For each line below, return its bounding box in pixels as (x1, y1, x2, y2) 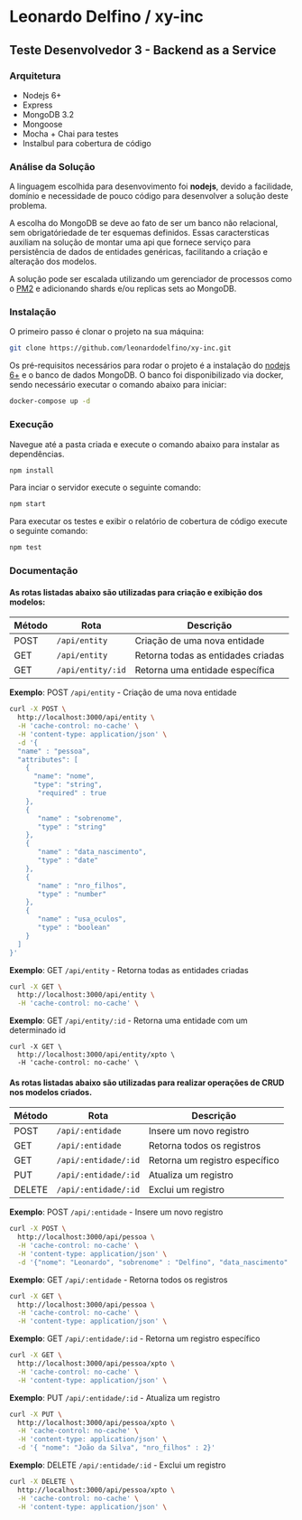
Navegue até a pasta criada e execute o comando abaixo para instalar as (9, 438, 280, 449)
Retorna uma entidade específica (134, 664, 275, 677)
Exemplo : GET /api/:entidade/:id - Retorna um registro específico (9, 1333, 261, 1344)
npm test (9, 543, 42, 552)
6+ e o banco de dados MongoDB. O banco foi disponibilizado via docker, (9, 370, 284, 380)
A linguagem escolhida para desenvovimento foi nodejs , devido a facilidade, (9, 181, 294, 192)
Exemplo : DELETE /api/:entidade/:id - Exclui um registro (9, 1459, 226, 1470)
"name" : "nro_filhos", (37, 881, 127, 890)
